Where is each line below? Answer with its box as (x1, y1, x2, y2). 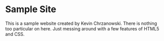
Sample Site (5, 4, 57, 15)
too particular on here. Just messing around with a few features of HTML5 (5, 25, 159, 31)
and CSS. (5, 31, 25, 37)
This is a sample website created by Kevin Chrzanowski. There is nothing (5, 20, 157, 26)
